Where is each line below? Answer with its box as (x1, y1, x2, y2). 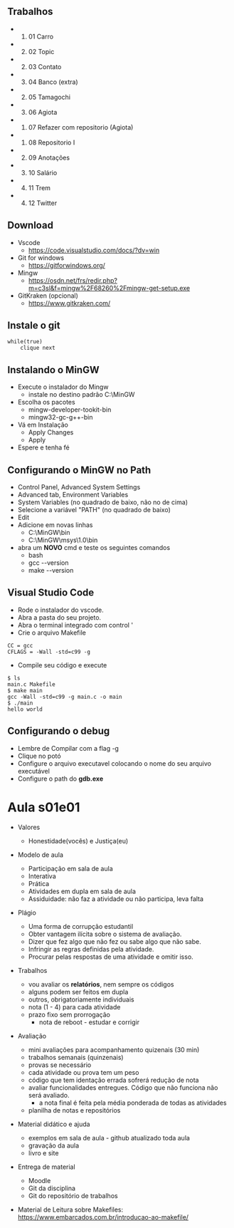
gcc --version (28, 558, 69, 567)
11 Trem (28, 183, 51, 192)
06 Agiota (28, 108, 58, 116)
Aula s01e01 (7, 799, 80, 815)
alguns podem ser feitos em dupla (28, 987, 129, 996)
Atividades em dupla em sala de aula (28, 887, 137, 895)
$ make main (7, 687, 43, 694)
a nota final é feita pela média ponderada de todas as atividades (38, 1098, 227, 1107)
